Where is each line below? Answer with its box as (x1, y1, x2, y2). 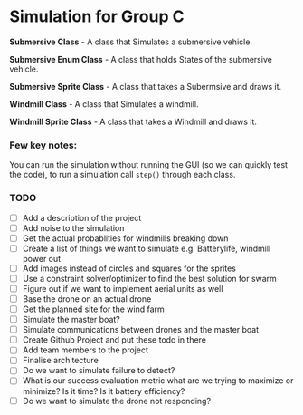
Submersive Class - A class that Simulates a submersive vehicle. (9, 36, 253, 47)
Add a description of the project (22, 212, 142, 223)
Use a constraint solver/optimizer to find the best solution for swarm (22, 273, 278, 284)
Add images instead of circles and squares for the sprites (22, 263, 237, 274)
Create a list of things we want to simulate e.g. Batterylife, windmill (22, 243, 271, 254)
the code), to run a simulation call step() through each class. (9, 169, 236, 180)
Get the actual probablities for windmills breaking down (22, 233, 229, 244)
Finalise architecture (22, 355, 99, 366)
